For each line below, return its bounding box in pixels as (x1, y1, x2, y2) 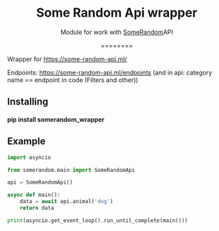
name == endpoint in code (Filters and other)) (7, 75, 138, 84)
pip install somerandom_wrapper (7, 115, 105, 123)
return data (19, 205, 54, 212)
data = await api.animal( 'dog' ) (19, 198, 113, 205)
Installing (7, 96, 49, 108)
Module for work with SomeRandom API (60, 28, 174, 36)
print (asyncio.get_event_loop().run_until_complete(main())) (7, 217, 188, 224)
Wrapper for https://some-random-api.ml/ (7, 54, 127, 63)
